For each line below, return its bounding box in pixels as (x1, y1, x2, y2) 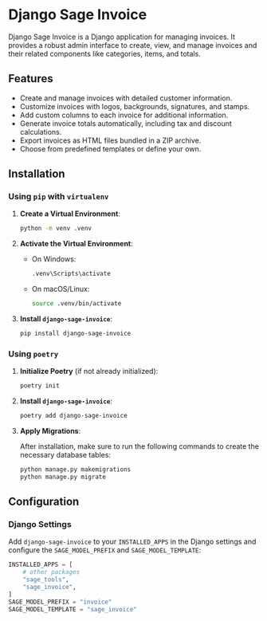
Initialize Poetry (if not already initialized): (19, 367, 159, 376)
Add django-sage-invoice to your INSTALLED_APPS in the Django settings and (8, 536, 257, 547)
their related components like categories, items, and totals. (8, 49, 201, 58)
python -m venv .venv (19, 225, 92, 233)
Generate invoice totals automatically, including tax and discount (19, 118, 233, 128)
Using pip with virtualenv (8, 191, 109, 202)
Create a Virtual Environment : (19, 209, 121, 218)
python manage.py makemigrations (19, 465, 132, 474)
